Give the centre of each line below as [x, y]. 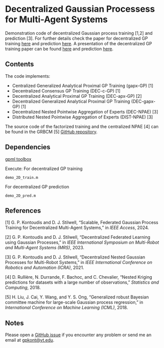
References [23, 211]
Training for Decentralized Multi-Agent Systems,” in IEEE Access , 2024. [77, 228]
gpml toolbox [18, 159]
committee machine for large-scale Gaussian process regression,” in [74, 302]
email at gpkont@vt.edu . [30, 340]
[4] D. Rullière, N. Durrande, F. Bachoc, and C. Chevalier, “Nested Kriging [79, 277]
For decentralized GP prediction [37, 187]
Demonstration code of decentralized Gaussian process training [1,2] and [79, 33]
